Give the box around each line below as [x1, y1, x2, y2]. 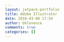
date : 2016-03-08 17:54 [5, 16, 53, 21]
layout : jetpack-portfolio [5, 7, 60, 12]
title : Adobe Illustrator [5, 12, 57, 16]
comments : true [5, 25, 36, 30]
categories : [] [5, 29, 36, 34]
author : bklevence [5, 20, 42, 26]
